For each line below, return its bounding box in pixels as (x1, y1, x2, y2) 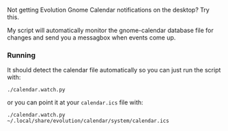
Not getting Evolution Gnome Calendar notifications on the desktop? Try (7, 6, 210, 14)
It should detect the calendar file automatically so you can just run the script (7, 66, 221, 74)
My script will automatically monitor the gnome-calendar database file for (7, 27, 214, 34)
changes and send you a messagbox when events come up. (7, 33, 176, 42)
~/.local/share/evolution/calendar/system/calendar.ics (7, 117, 169, 125)
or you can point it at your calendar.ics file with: (7, 98, 143, 106)
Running (7, 50, 36, 60)
